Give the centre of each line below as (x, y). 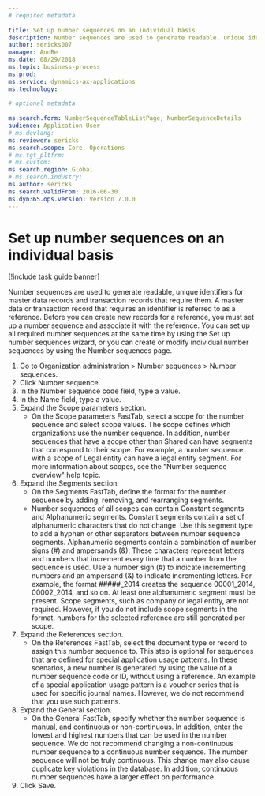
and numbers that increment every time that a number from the (134, 559)
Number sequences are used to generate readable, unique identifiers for (126, 292)
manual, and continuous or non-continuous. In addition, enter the (137, 727)
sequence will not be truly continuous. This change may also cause (141, 760)
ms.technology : (33, 89)
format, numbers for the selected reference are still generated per (138, 618)
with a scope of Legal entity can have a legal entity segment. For (136, 458)
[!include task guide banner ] (54, 276)
